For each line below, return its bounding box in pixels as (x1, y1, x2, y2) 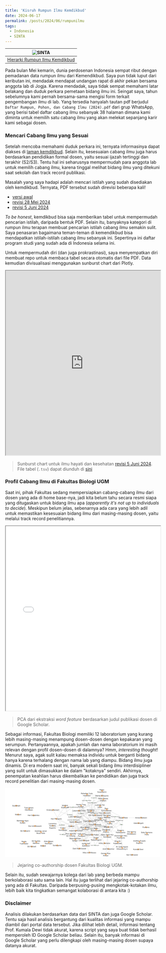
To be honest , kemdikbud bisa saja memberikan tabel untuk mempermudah (5, 214, 158, 220)
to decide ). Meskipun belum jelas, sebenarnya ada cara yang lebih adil (5, 505, 148, 511)
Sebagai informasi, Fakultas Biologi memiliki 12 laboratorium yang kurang (5, 731, 153, 737)
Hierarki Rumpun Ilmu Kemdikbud (7, 57, 75, 63)
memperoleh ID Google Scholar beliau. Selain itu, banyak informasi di (5, 932, 145, 938)
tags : (5, 24, 16, 29)
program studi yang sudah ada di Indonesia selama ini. (5, 240, 115, 246)
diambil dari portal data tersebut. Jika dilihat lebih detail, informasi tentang (5, 921, 155, 927)
